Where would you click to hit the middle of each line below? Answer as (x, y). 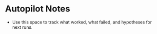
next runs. (22, 27)
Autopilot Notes (38, 9)
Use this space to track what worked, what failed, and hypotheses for (82, 22)
